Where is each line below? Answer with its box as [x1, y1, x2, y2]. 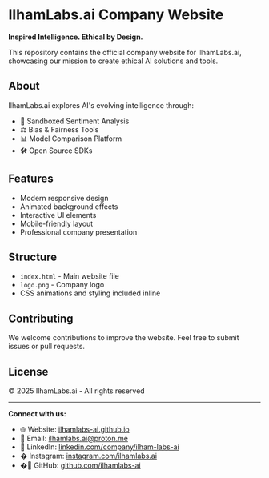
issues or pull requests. [8, 342, 86, 351]
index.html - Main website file [19, 271, 120, 281]
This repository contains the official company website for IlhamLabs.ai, [8, 47, 242, 57]
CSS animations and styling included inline [19, 288, 161, 298]
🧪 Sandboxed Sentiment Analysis [19, 116, 130, 126]
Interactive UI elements [19, 210, 97, 219]
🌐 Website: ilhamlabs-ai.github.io [19, 424, 130, 434]
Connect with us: [8, 409, 66, 418]
